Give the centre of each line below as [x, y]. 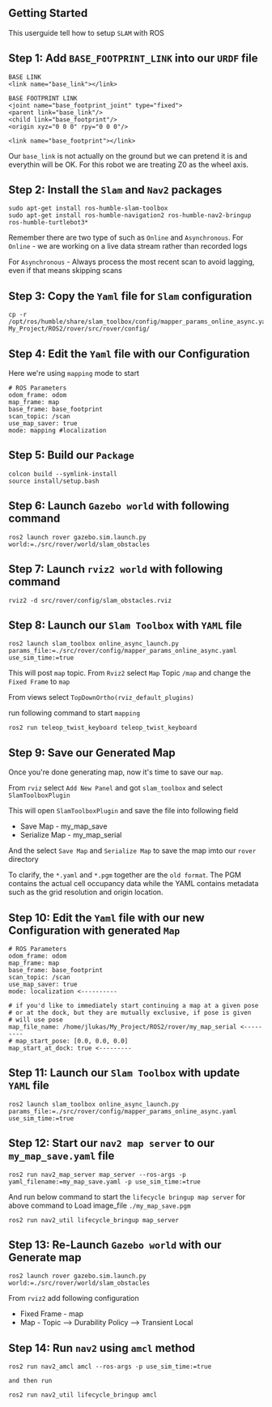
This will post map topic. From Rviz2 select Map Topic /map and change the [130, 673]
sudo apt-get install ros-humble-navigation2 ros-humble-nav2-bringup [130, 215]
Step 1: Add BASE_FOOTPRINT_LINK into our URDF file [133, 59]
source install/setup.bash [54, 481]
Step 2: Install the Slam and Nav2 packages [115, 190]
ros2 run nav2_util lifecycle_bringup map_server [94, 1220]
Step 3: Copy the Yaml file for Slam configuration [130, 296]
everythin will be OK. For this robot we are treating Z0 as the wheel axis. [129, 164]
